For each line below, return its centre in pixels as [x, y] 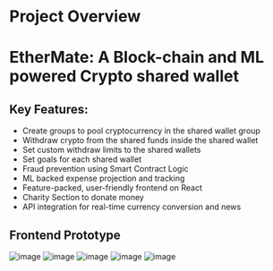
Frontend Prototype [65, 235]
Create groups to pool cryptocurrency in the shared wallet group [141, 131]
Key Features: [49, 109]
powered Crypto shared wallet [124, 76]
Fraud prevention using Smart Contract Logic [106, 169]
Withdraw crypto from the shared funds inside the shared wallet [140, 140]
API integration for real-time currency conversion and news [132, 207]
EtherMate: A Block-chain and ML [136, 58]
